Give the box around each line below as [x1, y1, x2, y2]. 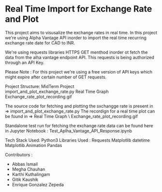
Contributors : [5, 151, 33, 158]
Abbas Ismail [12, 161, 38, 167]
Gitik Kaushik [12, 177, 39, 182]
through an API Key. [5, 59, 44, 65]
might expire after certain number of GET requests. [5, 74, 107, 80]
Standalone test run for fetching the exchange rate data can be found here [5, 122, 153, 129]
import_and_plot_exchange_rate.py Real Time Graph [5, 89, 109, 94]
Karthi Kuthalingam [12, 171, 50, 177]
